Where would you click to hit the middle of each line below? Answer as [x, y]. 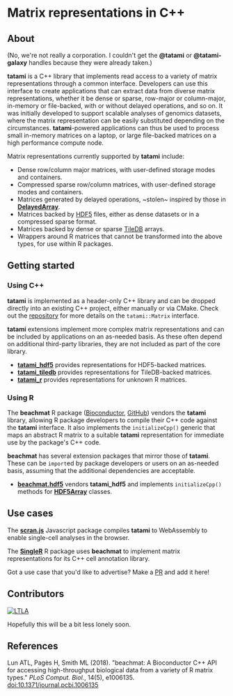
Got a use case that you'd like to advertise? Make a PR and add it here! [109, 572]
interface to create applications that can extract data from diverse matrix [111, 91]
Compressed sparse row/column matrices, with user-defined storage [116, 185]
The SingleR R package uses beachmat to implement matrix [94, 551]
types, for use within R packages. [65, 244]
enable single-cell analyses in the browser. [69, 537]
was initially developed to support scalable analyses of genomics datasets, [114, 113]
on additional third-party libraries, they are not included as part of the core [114, 343]
